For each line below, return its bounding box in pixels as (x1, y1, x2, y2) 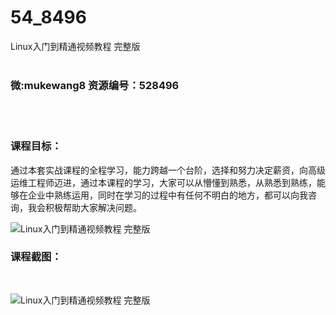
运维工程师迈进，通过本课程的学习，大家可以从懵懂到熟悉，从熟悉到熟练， (10, 176, 317, 188)
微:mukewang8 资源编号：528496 (10, 78, 180, 92)
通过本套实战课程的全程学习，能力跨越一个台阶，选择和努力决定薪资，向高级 (10, 164, 326, 176)
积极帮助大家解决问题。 (44, 201, 142, 213)
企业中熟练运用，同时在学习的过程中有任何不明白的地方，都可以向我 (27, 189, 308, 201)
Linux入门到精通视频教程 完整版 (10, 40, 141, 52)
